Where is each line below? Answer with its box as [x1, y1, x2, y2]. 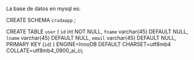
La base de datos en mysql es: [6, 5, 81, 12]
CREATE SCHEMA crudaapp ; [6, 17, 76, 23]
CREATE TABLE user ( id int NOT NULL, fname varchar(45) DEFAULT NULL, [6, 28, 189, 35]
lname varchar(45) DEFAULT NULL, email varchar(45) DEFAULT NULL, [6, 34, 177, 41]
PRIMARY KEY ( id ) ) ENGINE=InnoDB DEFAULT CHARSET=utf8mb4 [6, 41, 171, 48]
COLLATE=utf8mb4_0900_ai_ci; [6, 47, 84, 54]
